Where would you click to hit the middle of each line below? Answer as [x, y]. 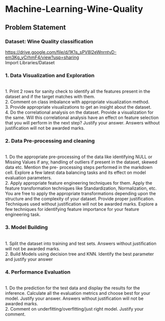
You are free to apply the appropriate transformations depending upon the [81, 194]
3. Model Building [26, 227]
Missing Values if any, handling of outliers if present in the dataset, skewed [81, 162]
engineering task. [23, 215]
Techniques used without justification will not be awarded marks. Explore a [81, 204]
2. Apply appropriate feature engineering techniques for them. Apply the [79, 183]
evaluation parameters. [29, 178]
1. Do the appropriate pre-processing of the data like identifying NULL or [79, 157]
